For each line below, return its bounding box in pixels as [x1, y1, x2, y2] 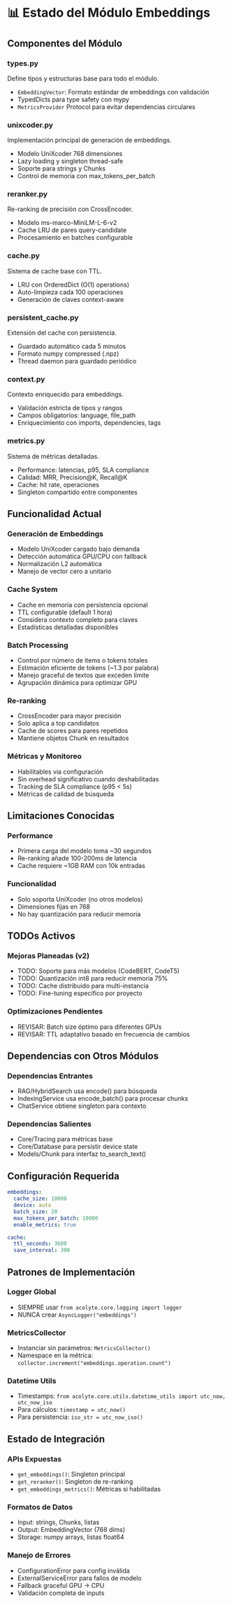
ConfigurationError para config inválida [17, 1566, 131, 1575]
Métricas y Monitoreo [7, 751, 82, 761]
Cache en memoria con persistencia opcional [17, 600, 148, 609]
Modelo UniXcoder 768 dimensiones [17, 150, 123, 158]
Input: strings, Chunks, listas [17, 1518, 100, 1526]
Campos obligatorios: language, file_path [17, 411, 136, 419]
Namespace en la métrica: [17, 1351, 94, 1359]
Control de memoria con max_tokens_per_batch [17, 172, 156, 180]
